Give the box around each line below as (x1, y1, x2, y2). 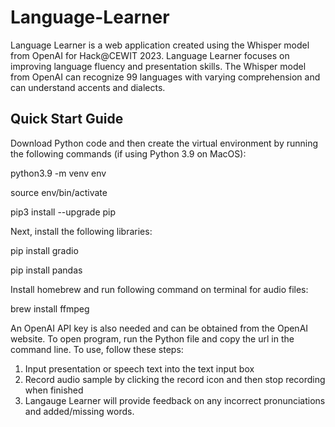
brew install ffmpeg (10, 302, 90, 315)
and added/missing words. (24, 405, 135, 417)
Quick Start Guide (10, 111, 124, 128)
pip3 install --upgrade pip (10, 206, 117, 218)
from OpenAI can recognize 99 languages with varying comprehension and (10, 71, 321, 83)
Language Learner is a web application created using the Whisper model (10, 39, 310, 51)
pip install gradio (10, 244, 79, 256)
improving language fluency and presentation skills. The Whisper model (10, 60, 307, 72)
